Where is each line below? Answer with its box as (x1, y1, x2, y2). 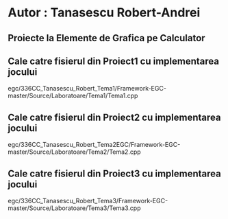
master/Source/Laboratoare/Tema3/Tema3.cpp (8, 204, 141, 212)
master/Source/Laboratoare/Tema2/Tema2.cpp (8, 148, 141, 156)
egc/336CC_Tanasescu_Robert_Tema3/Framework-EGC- (8, 197, 168, 205)
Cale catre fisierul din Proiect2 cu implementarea (8, 111, 221, 123)
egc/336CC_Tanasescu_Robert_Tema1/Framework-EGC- (8, 84, 167, 93)
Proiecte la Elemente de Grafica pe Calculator (8, 32, 205, 44)
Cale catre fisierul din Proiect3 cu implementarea (8, 168, 221, 179)
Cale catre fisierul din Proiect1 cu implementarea (8, 55, 220, 67)
